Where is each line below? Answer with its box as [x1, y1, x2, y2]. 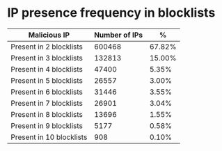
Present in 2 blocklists [10, 42, 84, 51]
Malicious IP [28, 30, 70, 40]
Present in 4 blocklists [10, 64, 84, 74]
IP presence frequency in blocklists [7, 5, 216, 21]
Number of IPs [93, 30, 143, 40]
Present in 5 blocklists [10, 75, 84, 85]
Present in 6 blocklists [10, 87, 84, 97]
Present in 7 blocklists [10, 98, 84, 108]
